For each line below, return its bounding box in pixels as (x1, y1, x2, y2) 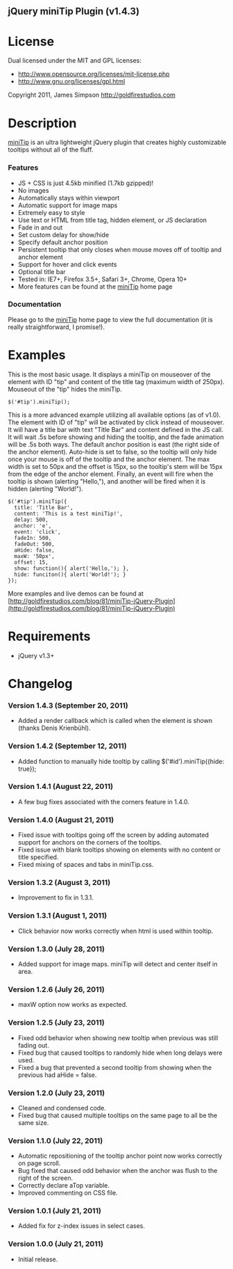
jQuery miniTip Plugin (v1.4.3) (8, 6, 140, 17)
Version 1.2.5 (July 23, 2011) (8, 1018, 105, 1028)
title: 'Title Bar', (14, 504, 74, 511)
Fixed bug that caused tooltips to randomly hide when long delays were (17, 1048, 223, 1057)
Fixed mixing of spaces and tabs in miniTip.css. (17, 861, 154, 869)
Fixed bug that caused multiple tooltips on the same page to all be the (17, 1111, 218, 1119)
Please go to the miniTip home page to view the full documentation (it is (8, 315, 214, 324)
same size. (17, 1118, 49, 1126)
